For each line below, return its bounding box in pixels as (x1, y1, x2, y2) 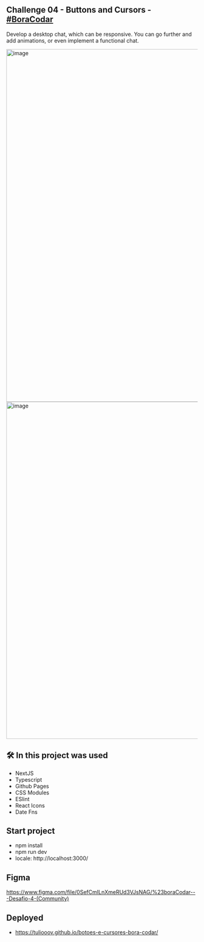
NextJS (15, 770, 34, 777)
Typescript (15, 776, 42, 783)
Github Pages (15, 782, 50, 790)
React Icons (15, 802, 46, 809)
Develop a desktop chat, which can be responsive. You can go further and (6, 30, 192, 38)
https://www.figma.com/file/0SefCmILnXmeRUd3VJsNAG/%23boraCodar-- (6, 889, 195, 896)
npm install (15, 842, 43, 849)
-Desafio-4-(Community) (6, 895, 69, 903)
